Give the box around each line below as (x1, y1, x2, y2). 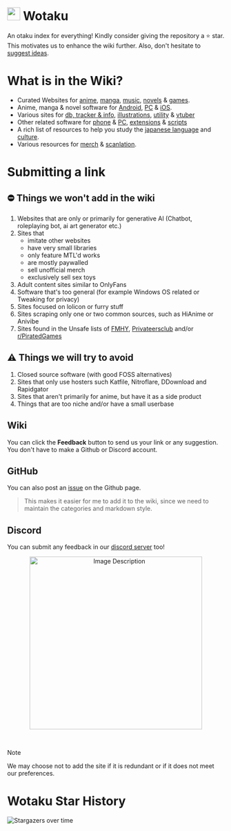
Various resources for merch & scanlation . (17, 140, 137, 148)
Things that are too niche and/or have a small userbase (17, 400, 174, 408)
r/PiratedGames (17, 332, 62, 340)
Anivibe (17, 317, 39, 325)
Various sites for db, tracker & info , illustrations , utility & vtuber (17, 111, 195, 119)
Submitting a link (7, 165, 106, 180)
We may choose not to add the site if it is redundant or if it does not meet (7, 762, 215, 770)
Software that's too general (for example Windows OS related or (17, 288, 200, 296)
